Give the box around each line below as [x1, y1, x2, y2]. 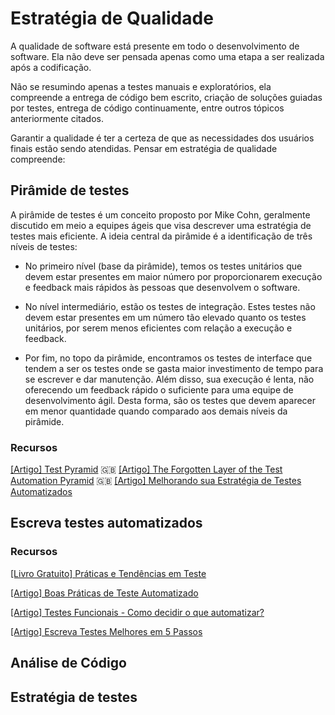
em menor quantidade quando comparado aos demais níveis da [24, 405, 288, 417]
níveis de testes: [10, 240, 78, 252]
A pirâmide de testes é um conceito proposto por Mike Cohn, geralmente [10, 208, 311, 221]
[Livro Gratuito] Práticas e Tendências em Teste [10, 567, 207, 579]
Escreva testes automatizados [10, 515, 203, 532]
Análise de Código [10, 655, 127, 672]
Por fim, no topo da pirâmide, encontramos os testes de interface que [24, 352, 313, 364]
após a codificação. [10, 61, 92, 73]
